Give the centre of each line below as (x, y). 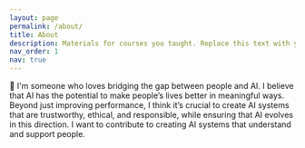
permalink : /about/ (46, 26)
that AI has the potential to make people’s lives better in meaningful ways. (147, 95)
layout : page (34, 18)
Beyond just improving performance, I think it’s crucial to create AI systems (149, 105)
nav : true (28, 60)
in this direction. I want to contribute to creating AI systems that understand (151, 124)
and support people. (48, 134)
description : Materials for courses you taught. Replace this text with (150, 43)
